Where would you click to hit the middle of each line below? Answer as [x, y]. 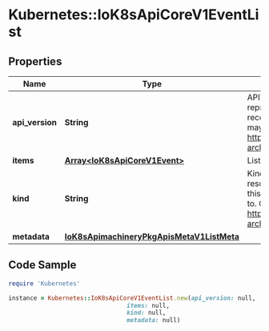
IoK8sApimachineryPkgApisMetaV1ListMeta [152, 236]
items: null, [149, 305]
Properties [35, 61]
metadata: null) [154, 321]
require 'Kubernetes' [44, 283]
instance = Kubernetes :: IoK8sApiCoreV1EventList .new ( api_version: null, [132, 298]
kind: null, [147, 313]
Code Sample [42, 265]
